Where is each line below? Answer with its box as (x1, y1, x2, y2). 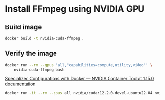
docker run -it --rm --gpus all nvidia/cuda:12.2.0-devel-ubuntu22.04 (5, 91, 153, 96)
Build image (5, 23, 42, 31)
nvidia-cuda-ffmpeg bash (14, 67, 65, 72)
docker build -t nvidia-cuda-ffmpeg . (5, 36, 84, 41)
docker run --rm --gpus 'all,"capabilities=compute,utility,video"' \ (5, 62, 153, 67)
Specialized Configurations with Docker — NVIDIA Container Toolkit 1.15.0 (5, 76, 154, 82)
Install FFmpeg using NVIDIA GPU (5, 3, 145, 15)
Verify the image (5, 50, 57, 58)
